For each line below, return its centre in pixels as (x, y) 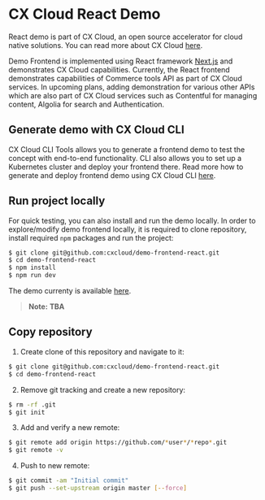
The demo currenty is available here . (70, 291)
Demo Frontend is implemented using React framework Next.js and (121, 61)
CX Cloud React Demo (85, 14)
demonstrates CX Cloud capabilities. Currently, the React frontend (119, 69)
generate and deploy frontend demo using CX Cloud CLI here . (112, 175)
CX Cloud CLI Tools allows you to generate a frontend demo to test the (127, 149)
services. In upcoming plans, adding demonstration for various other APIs (132, 87)
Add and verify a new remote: (70, 428)
